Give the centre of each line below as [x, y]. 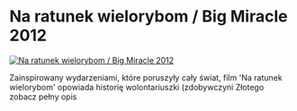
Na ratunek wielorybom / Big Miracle [148, 17]
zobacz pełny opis [43, 97]
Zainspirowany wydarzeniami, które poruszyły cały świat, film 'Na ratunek [146, 77]
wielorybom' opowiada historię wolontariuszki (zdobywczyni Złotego [137, 87]
